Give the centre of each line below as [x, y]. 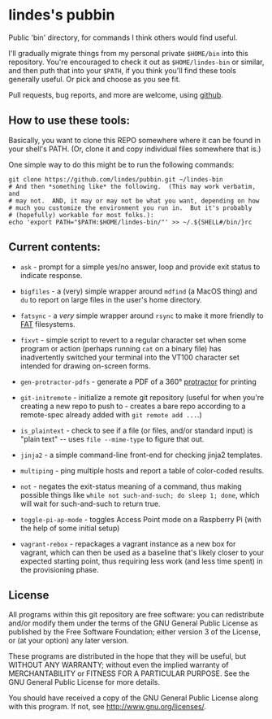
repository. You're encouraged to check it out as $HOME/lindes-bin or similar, [136, 62]
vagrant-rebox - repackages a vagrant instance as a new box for [128, 543]
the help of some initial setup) [70, 528]
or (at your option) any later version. [69, 641]
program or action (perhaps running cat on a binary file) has [121, 348]
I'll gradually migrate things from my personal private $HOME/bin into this [129, 53]
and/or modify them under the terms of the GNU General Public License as [133, 623]
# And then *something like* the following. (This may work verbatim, [132, 186]
